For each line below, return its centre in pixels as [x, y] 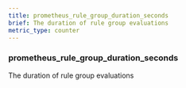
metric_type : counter [44, 30]
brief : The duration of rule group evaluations [89, 23]
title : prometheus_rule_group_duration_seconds [89, 15]
